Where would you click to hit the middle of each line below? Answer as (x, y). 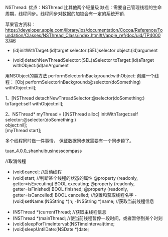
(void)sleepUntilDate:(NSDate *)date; (51, 229)
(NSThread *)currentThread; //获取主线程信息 (59, 212)
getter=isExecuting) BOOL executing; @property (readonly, (73, 184)
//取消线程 (16, 161)
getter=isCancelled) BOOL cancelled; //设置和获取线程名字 (73, 195)
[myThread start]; (23, 130)
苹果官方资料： (21, 24)
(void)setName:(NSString (38, 201)
